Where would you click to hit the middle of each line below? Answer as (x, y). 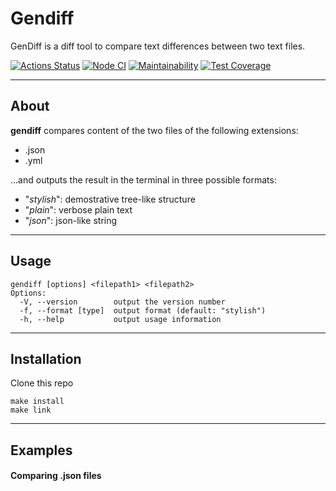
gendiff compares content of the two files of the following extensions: (154, 130)
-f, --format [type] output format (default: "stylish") (143, 310)
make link (31, 410)
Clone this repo (42, 383)
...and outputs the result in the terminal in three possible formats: (143, 179)
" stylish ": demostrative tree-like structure (110, 199)
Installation (46, 358)
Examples (41, 450)
